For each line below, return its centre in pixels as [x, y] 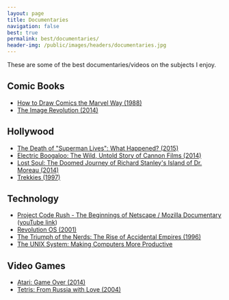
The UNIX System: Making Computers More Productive [95, 245]
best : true [23, 33]
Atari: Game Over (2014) [51, 282]
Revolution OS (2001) [47, 229]
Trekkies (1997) [39, 177]
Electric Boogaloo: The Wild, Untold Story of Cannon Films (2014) [109, 155]
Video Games [37, 265]
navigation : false [33, 26]
